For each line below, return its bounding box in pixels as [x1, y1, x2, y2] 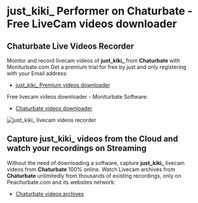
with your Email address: [7, 70, 68, 77]
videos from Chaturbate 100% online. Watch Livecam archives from [7, 166, 176, 173]
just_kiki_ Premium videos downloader [15, 81, 110, 89]
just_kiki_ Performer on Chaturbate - [7, 4, 193, 18]
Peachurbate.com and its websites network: [7, 178, 116, 186]
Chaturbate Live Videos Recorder [7, 41, 134, 51]
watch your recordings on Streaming [7, 143, 146, 154]
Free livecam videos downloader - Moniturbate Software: [7, 93, 148, 100]
